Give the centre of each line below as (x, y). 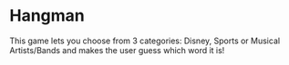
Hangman (47, 16)
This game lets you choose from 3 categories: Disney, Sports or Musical (145, 41)
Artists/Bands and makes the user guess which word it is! (117, 50)
